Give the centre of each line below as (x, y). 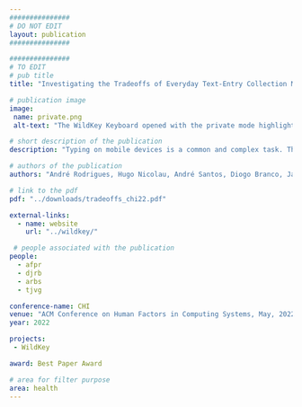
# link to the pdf (44, 190)
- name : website (48, 224)
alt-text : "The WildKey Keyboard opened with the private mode (134, 125)
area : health (34, 388)
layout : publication (48, 34)
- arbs (30, 281)
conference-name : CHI (50, 306)
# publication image (48, 100)
